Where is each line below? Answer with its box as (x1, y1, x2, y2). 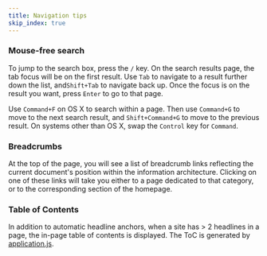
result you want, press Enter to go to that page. (8, 88, 163, 98)
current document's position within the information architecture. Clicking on (8, 168, 257, 177)
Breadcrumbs (8, 141, 62, 152)
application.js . (8, 239, 54, 249)
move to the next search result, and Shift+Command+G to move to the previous (8, 112, 260, 122)
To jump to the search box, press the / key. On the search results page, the (8, 63, 255, 72)
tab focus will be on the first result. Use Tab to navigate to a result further (8, 72, 248, 81)
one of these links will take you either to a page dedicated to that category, (8, 176, 254, 185)
